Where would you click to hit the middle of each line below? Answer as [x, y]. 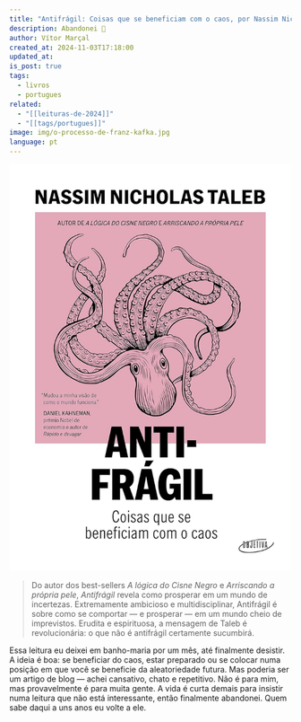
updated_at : [31, 57]
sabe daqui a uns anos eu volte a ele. [78, 707]
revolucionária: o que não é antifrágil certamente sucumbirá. [143, 632]
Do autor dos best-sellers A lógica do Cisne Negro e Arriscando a [153, 585]
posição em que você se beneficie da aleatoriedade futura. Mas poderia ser [149, 669]
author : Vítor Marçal [50, 38]
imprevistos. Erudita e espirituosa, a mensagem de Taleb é [139, 623]
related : [26, 104]
